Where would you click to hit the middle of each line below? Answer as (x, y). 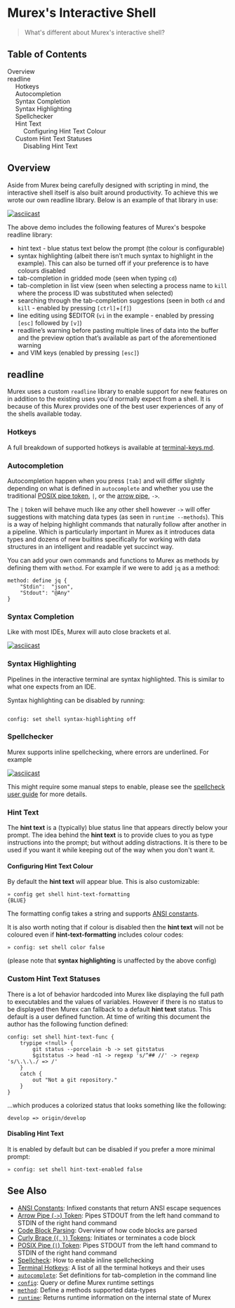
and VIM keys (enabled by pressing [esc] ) (78, 352)
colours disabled (41, 270)
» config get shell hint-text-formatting (69, 894)
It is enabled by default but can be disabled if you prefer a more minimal (111, 1149)
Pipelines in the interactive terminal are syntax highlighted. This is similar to (116, 679)
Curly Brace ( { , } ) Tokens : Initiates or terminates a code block (106, 1238)
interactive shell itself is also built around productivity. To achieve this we (113, 192)
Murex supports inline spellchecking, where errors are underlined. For (108, 752)
